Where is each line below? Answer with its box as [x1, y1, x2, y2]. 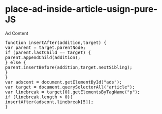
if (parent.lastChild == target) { [5, 49, 91, 55]
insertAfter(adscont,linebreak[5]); [5, 99, 94, 105]
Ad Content [5, 30, 29, 36]
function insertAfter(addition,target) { [5, 39, 107, 45]
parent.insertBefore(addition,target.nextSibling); [5, 64, 133, 70]
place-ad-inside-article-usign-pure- [5, 3, 158, 15]
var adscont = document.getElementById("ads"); [5, 79, 122, 85]
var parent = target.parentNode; [5, 44, 86, 50]
